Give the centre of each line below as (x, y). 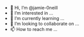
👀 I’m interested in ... (32, 13)
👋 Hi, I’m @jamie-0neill (34, 8)
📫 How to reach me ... (34, 29)
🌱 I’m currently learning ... (37, 18)
